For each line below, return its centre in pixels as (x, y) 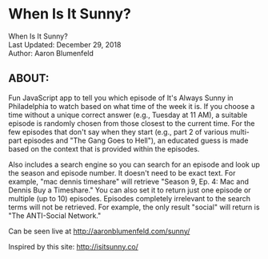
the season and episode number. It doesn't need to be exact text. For (122, 172)
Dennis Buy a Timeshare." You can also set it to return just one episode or (130, 190)
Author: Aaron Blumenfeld (51, 53)
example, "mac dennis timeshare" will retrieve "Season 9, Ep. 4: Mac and (129, 181)
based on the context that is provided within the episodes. (104, 148)
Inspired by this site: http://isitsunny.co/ (73, 246)
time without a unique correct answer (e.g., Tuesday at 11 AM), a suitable (128, 115)
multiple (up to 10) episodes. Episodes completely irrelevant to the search (129, 198)
